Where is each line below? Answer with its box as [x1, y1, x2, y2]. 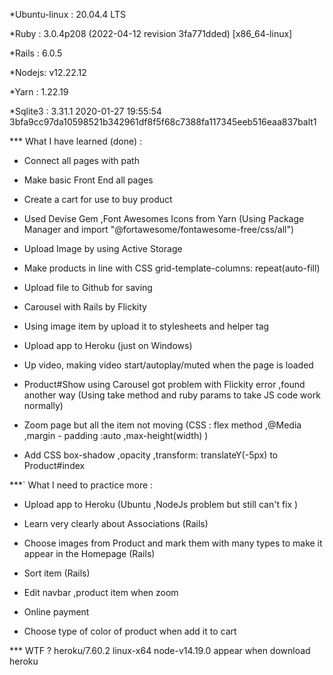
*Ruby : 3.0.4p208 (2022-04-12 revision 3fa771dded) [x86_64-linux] [9, 28, 293, 39]
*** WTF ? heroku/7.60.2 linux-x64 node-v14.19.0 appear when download [9, 645, 311, 656]
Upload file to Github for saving [23, 282, 153, 293]
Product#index [23, 460, 86, 471]
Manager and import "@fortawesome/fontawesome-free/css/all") [23, 224, 295, 235]
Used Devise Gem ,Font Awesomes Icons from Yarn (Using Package [23, 213, 305, 224]
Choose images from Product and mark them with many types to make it [23, 537, 323, 549]
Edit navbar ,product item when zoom [23, 587, 179, 598]
